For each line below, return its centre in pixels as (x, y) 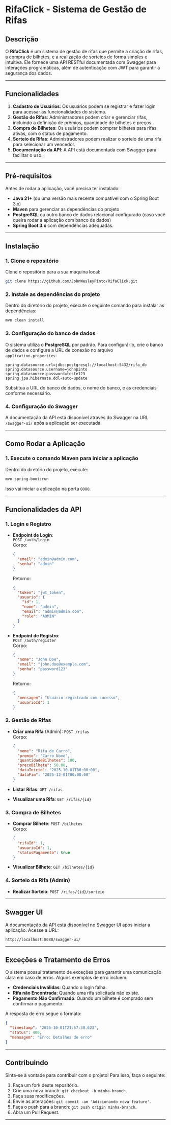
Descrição (22, 39)
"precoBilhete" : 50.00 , (42, 765)
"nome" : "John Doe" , (39, 660)
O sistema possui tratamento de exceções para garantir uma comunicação (83, 972)
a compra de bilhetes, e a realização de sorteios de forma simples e (76, 57)
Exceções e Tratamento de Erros (58, 960)
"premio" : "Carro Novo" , (44, 756)
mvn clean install (25, 320)
